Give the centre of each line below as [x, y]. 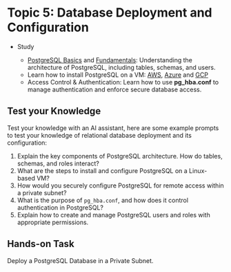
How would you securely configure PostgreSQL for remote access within [120, 185]
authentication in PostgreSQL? [60, 207]
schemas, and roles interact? [58, 163]
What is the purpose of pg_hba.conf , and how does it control [102, 200]
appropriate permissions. [53, 222]
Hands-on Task [41, 244]
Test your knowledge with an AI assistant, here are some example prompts [113, 128]
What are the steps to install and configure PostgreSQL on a [102, 170]
